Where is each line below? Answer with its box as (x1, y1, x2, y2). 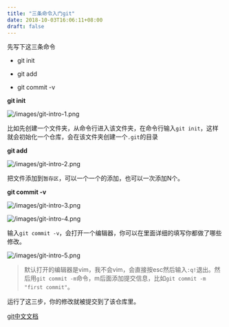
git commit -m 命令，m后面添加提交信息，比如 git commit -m (36, 274, 206, 283)
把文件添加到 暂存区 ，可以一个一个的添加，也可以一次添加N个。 (7, 174, 184, 183)
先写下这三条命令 (7, 43, 56, 51)
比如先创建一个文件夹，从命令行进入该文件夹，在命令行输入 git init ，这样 (7, 124, 219, 132)
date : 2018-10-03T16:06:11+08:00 (7, 17, 103, 23)
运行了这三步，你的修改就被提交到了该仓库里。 (7, 297, 140, 306)
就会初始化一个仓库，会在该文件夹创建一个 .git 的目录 (7, 132, 158, 141)
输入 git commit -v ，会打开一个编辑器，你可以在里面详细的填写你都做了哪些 (7, 229, 222, 237)
